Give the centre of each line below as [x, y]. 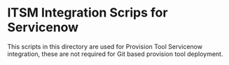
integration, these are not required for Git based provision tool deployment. [115, 54]
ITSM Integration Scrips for [88, 13]
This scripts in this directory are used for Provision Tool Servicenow [105, 46]
